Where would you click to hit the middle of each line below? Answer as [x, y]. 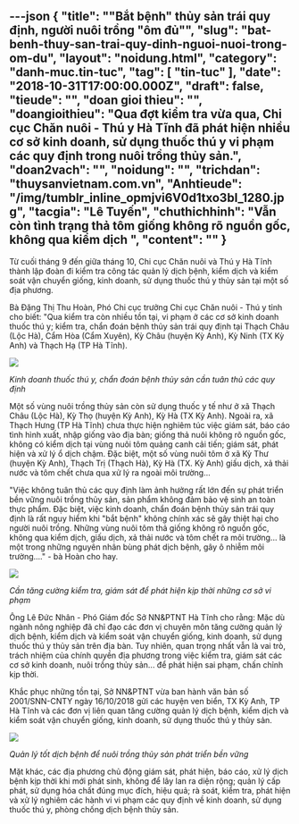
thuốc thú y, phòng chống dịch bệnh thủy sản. [94, 809]
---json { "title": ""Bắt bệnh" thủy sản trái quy [140, 17]
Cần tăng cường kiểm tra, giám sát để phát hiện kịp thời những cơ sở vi [141, 590]
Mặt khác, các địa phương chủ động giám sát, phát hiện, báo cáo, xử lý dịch [149, 771]
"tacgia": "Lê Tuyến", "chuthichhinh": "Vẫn [152, 212]
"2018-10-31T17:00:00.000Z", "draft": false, [137, 86]
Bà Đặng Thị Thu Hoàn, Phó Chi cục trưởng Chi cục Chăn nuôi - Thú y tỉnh [146, 307]
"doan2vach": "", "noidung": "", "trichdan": [135, 170]
